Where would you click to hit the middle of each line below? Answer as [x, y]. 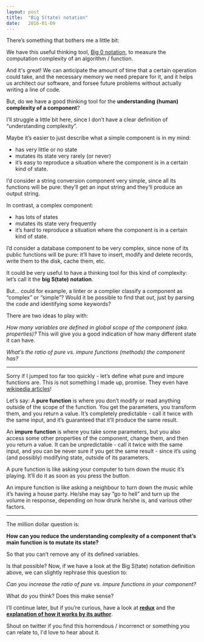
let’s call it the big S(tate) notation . [50, 279]
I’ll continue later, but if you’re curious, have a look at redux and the [91, 608]
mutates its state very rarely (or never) [63, 156]
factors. [16, 507]
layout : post [23, 12]
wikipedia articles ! [29, 389]
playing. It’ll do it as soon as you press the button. [68, 476]
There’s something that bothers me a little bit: [63, 41]
